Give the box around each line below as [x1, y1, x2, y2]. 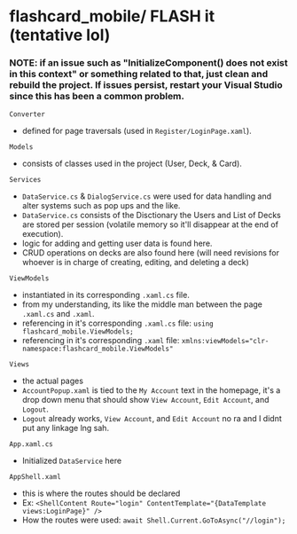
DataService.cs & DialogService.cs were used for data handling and [21, 191, 272, 201]
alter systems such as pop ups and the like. [21, 200, 181, 211]
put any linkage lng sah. [21, 423, 109, 434]
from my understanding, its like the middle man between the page [21, 299, 263, 310]
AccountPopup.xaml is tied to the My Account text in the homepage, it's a [21, 385, 281, 396]
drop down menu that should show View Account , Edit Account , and [21, 395, 270, 405]
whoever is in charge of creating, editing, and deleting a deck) [21, 257, 250, 268]
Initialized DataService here [21, 455, 122, 467]
